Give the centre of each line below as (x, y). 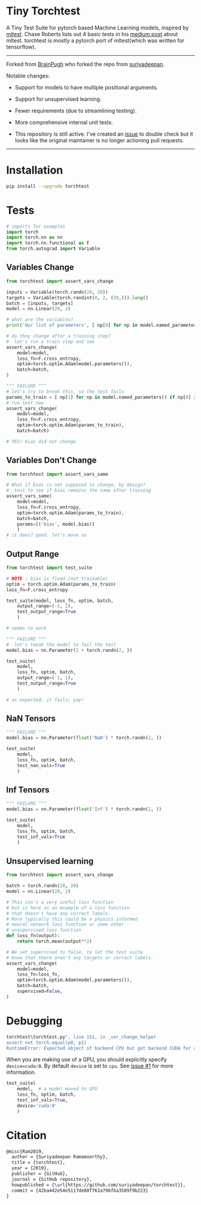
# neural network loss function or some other (65, 924)
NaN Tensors (31, 719)
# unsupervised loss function (44, 930)
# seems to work (26, 628)
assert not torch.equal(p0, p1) (46, 1043)
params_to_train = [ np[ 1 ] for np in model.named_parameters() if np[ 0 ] (99, 397)
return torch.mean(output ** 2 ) (55, 941)
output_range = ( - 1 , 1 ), (45, 678)
